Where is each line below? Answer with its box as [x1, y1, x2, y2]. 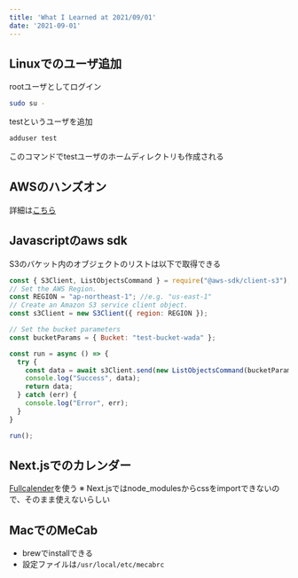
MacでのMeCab [9, 522, 98, 537]
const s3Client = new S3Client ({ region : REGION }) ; [9, 309, 208, 318]
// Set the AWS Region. [9, 285, 98, 293]
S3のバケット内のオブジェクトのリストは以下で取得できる [9, 258, 222, 269]
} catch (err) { [17, 391, 77, 400]
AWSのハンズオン [9, 179, 107, 195]
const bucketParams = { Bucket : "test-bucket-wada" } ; [9, 333, 216, 342]
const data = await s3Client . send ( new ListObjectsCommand [25, 365, 244, 375]
